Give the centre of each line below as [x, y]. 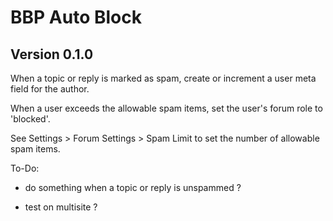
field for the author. [50, 89]
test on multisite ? [61, 207]
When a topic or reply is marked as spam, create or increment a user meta [163, 78]
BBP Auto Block [76, 17]
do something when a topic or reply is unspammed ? [133, 187]
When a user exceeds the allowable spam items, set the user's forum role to [166, 108]
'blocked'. [30, 119]
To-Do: [25, 168]
